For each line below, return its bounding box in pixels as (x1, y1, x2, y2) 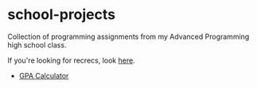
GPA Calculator (18, 71, 69, 80)
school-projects (7, 6, 116, 24)
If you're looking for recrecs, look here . (7, 55, 136, 65)
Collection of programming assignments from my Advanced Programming (7, 32, 250, 41)
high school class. (7, 40, 67, 49)
